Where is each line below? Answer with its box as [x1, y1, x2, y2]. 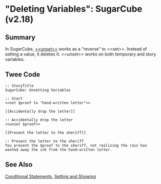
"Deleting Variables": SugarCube [5, 3, 142, 15]
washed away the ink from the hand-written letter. [5, 147, 112, 152]
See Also [5, 161, 33, 169]
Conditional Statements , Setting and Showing [5, 173, 96, 179]
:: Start [5, 96, 23, 101]
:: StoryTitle [5, 83, 34, 88]
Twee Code [5, 71, 40, 79]
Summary [5, 33, 36, 41]
